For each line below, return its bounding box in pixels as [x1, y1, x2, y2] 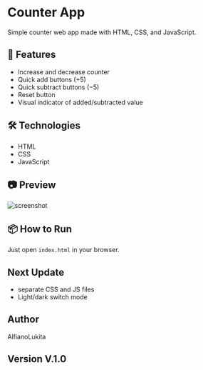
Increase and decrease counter [17, 67, 110, 76]
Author [7, 314, 39, 326]
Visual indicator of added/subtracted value [17, 98, 144, 106]
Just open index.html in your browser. [7, 246, 120, 254]
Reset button [17, 90, 56, 99]
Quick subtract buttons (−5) [17, 83, 100, 91]
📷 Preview [7, 179, 56, 191]
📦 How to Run [7, 223, 73, 235]
